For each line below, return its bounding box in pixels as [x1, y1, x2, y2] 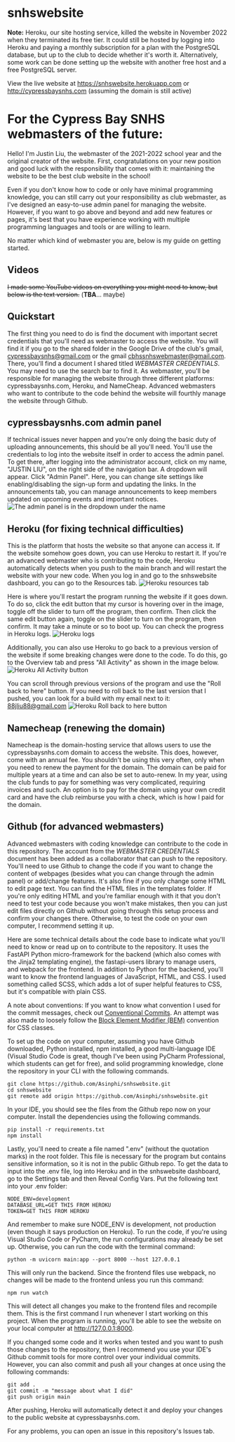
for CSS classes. [7, 1023, 55, 1032]
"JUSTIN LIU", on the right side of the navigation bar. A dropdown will [7, 465, 208, 473]
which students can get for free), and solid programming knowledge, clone [7, 1059, 224, 1068]
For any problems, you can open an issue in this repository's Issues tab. [7, 1427, 215, 1435]
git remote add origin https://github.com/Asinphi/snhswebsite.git [7, 1092, 209, 1100]
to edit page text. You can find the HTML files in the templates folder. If [7, 884, 213, 893]
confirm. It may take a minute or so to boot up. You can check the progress [7, 622, 224, 631]
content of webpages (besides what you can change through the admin [7, 869, 215, 877]
